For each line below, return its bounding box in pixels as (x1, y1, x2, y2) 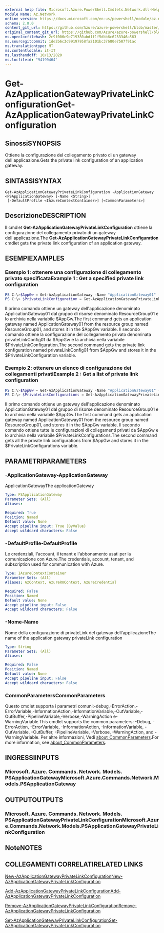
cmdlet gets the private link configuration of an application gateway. (5, 240, 142, 246)
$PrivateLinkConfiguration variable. (5, 353, 77, 358)
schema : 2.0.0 (5, 21, 34, 26)
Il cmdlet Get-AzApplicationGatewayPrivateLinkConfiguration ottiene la (5, 224, 153, 230)
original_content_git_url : (5, 30, 60, 35)
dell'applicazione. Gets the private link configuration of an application (5, 157, 143, 163)
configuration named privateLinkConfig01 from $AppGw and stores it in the (5, 347, 156, 353)
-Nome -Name (5, 619, 39, 625)
